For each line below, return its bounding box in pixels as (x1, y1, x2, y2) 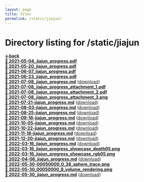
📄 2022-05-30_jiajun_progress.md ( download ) (5, 172, 101, 178)
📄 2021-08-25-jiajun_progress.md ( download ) (5, 110, 100, 116)
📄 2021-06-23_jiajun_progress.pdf (5, 74, 77, 80)
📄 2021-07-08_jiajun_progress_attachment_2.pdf (5, 89, 108, 95)
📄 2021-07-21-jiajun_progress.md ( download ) (5, 99, 98, 105)
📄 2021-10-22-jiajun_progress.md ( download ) (5, 125, 99, 131)
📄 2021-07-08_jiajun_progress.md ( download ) (5, 79, 100, 85)
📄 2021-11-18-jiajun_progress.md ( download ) (5, 131, 97, 136)
